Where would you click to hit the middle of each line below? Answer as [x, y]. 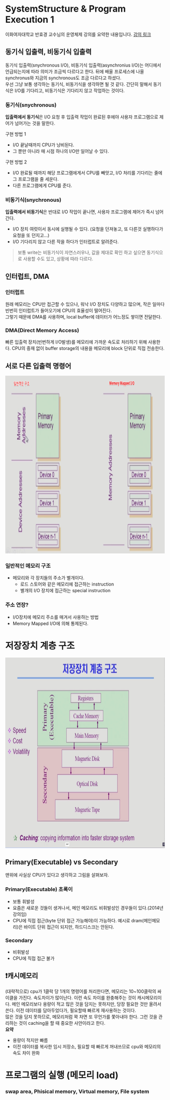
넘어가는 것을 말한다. [35, 123]
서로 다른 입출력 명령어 [38, 366]
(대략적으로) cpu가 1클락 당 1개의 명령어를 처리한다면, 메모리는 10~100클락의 [81, 991]
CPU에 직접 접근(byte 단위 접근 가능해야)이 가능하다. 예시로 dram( [78, 920]
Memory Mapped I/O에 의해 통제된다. [50, 623]
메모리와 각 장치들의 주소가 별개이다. [48, 578]
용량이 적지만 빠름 [30, 1040]
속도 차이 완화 [26, 1053]
